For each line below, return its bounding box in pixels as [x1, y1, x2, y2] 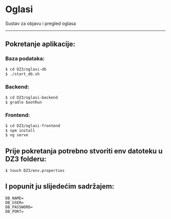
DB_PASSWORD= [5, 204, 33, 209]
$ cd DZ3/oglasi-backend [5, 95, 58, 100]
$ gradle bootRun [5, 100, 42, 105]
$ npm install [5, 128, 36, 133]
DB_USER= [5, 200, 24, 205]
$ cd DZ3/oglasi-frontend [5, 123, 60, 128]
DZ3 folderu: [5, 154, 47, 163]
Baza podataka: [5, 55, 45, 62]
